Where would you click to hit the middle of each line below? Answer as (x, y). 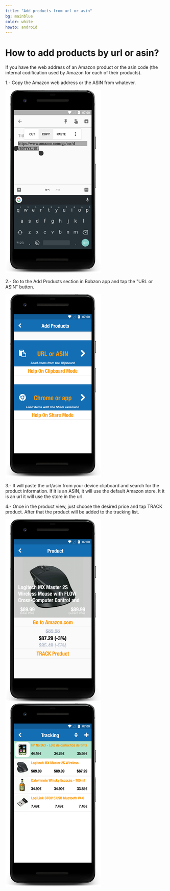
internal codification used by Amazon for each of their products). (74, 73)
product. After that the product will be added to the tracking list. (72, 512)
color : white (19, 22)
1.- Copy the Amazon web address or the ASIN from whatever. (71, 83)
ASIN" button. (20, 287)
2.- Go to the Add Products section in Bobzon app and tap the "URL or (79, 282)
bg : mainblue (19, 16)
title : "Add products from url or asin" (49, 11)
